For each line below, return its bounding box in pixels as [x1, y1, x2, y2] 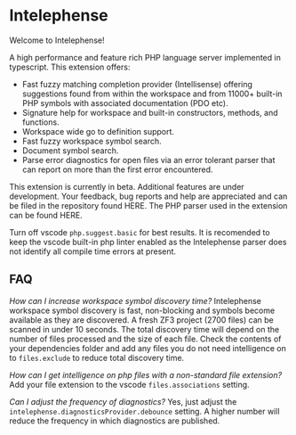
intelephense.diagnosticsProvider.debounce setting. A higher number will [9, 406, 280, 416]
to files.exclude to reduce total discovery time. [9, 352, 185, 363]
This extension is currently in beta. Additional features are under [9, 181, 244, 192]
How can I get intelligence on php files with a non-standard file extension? [9, 369, 283, 380]
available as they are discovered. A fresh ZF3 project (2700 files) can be [9, 314, 274, 325]
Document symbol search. [21, 144, 119, 156]
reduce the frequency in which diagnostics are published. [9, 415, 220, 426]
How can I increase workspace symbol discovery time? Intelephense [9, 295, 262, 306]
